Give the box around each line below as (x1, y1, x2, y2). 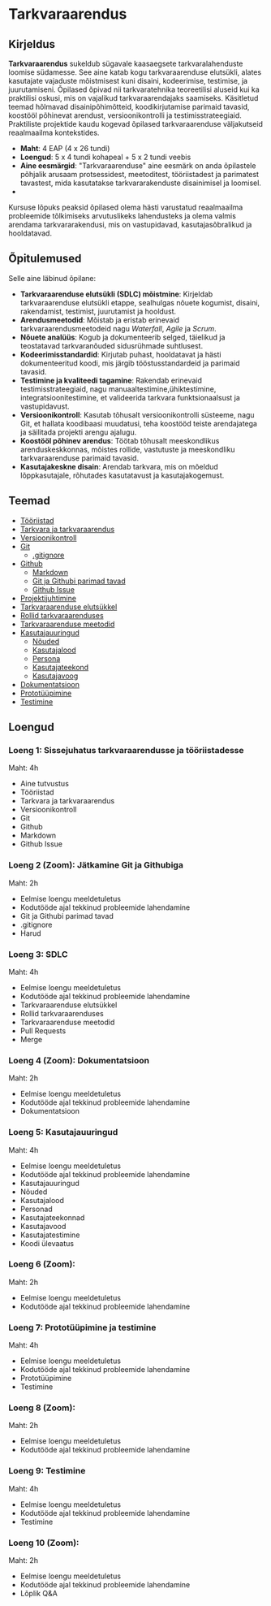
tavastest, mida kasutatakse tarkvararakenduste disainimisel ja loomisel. (19, 178, 262, 188)
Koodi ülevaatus (19, 1238, 75, 1248)
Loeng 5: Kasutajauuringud (8, 1127, 118, 1138)
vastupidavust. (19, 401, 71, 411)
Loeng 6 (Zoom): (8, 1258, 75, 1270)
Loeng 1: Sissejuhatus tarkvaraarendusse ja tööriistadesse (8, 744, 245, 755)
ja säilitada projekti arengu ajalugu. (19, 427, 137, 437)
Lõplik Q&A (19, 1588, 58, 1598)
